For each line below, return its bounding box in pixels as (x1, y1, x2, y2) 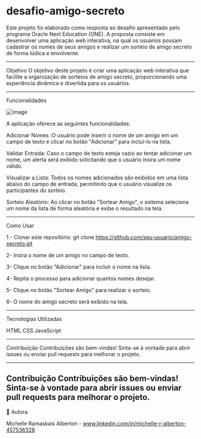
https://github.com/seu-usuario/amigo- (95, 233, 193, 240)
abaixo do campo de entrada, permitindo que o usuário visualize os (6, 180, 172, 187)
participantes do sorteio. (6, 187, 67, 194)
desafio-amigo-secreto (6, 4, 125, 18)
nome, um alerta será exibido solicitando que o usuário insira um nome (6, 156, 181, 163)
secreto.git (6, 240, 33, 247)
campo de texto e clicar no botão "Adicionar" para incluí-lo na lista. (6, 138, 172, 145)
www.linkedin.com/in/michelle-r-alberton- (83, 420, 187, 427)
